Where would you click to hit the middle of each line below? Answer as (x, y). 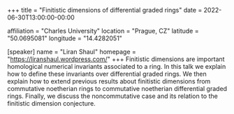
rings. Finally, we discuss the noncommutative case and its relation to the (112, 96)
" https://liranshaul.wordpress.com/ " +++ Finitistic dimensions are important (116, 59)
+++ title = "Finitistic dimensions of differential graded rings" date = (105, 10)
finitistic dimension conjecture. (51, 103)
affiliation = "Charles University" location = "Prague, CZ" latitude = (103, 31)
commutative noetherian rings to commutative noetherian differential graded (117, 89)
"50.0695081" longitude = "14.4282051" (65, 38)
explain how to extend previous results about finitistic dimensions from (109, 81)
